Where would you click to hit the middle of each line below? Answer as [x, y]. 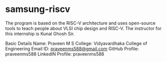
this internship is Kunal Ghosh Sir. [40, 33]
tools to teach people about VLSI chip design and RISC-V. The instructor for [83, 28]
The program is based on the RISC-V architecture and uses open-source [80, 23]
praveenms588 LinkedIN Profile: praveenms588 [55, 54]
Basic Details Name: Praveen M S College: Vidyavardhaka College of [76, 43]
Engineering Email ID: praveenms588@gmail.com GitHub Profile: [72, 48]
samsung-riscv [38, 9]
